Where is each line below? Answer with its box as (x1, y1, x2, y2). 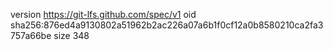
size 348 (53, 30, 90, 41)
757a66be (10, 30, 52, 41)
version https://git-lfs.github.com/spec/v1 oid (10, 9, 197, 20)
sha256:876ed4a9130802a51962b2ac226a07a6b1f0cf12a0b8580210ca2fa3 (10, 19, 324, 31)
